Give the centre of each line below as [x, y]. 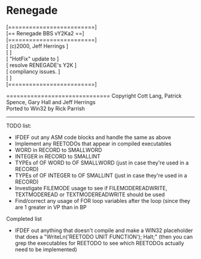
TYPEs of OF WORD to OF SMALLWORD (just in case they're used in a [102, 163]
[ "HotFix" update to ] [33, 59]
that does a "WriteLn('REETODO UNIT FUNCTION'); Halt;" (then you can [104, 236]
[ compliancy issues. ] [33, 71]
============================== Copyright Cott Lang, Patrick [94, 96]
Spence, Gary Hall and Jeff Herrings [51, 102]
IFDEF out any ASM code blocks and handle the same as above [93, 137]
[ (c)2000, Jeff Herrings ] [37, 46]
